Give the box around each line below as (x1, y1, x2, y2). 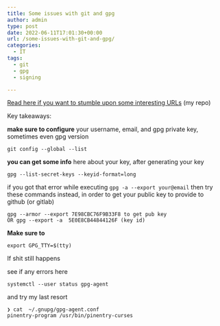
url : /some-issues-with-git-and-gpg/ (7, 36, 115, 43)
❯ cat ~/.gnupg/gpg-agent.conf (7, 306, 99, 313)
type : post (7, 23, 38, 30)
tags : (7, 55, 23, 62)
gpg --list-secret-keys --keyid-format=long (7, 171, 136, 178)
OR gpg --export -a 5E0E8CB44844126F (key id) (7, 217, 146, 224)
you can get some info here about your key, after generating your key (7, 158, 204, 166)
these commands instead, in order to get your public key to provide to (7, 190, 204, 199)
